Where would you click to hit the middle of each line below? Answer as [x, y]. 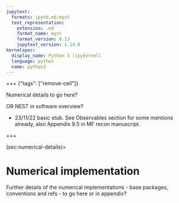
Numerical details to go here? [42, 95]
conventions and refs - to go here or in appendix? [66, 194]
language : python [33, 61]
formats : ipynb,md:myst [40, 17]
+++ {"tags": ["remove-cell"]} [42, 83]
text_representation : [38, 22]
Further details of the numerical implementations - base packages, [87, 188]
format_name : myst [39, 34]
